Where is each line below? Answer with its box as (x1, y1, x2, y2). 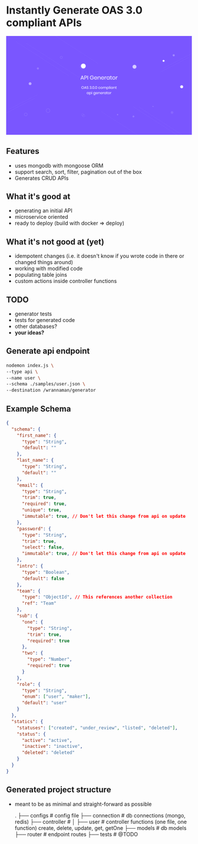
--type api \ (6, 369, 38, 375)
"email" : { (16, 482, 44, 488)
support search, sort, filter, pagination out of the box (14, 168, 143, 175)
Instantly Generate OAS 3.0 (6, 4, 143, 17)
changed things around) (14, 259, 74, 266)
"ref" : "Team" (21, 600, 57, 606)
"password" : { (16, 526, 51, 531)
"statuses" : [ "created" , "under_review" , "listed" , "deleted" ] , (16, 725, 178, 731)
